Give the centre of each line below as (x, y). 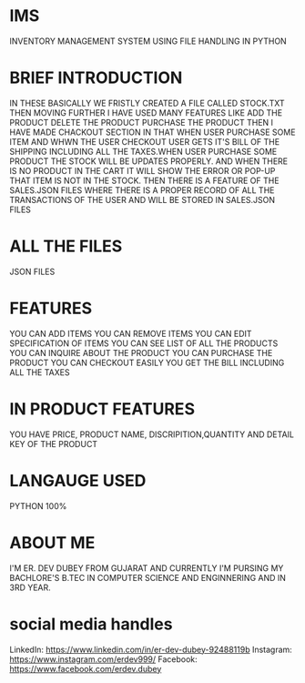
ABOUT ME (52, 542)
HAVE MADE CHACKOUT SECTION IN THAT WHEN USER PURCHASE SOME (152, 132)
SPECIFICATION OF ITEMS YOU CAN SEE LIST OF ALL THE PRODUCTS (144, 343)
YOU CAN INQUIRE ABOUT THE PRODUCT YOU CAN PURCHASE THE (141, 352)
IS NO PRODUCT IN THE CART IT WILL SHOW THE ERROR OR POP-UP (142, 170)
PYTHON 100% (38, 505)
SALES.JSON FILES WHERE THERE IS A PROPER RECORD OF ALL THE (142, 190)
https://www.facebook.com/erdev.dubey (86, 668)
